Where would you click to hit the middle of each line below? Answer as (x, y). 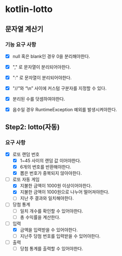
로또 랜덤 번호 (26, 154)
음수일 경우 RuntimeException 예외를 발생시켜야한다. (65, 110)
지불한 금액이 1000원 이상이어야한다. (56, 186)
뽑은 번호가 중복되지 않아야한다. (51, 173)
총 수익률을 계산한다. (40, 217)
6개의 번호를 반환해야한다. (45, 167)
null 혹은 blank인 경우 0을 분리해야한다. (51, 56)
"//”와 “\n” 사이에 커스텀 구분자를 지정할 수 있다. (59, 88)
